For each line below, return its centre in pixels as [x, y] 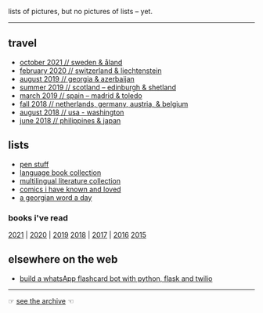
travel [23, 44]
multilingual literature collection [70, 180]
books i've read [38, 217]
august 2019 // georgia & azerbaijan [77, 78]
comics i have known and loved [70, 189]
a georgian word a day [56, 197]
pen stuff [34, 164]
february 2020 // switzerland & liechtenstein [90, 71]
